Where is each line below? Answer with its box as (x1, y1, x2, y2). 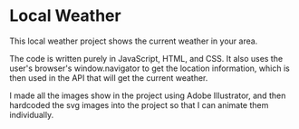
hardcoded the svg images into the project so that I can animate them (9, 99, 269, 110)
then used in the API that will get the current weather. (9, 72, 208, 83)
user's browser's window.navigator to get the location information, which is (9, 63, 290, 74)
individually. (9, 109, 54, 120)
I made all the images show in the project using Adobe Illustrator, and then (9, 90, 286, 101)
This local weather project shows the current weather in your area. (9, 35, 258, 46)
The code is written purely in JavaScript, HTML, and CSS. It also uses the (9, 53, 284, 64)
